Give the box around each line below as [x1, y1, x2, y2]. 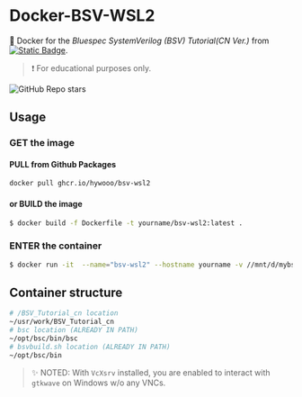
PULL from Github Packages [9, 158, 117, 169]
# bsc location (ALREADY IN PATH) [9, 326, 139, 335]
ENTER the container [9, 239, 102, 252]
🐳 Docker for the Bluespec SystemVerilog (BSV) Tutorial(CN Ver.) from [9, 35, 270, 46]
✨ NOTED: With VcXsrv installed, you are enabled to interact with [31, 366, 271, 378]
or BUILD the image [9, 198, 83, 209]
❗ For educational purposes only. [31, 62, 152, 73]
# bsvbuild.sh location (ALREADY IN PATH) [9, 342, 171, 351]
